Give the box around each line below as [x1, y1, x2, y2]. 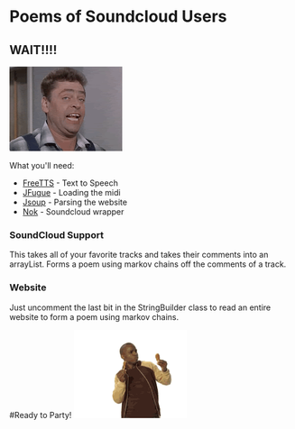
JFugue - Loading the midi [22, 187, 121, 197]
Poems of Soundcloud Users [9, 6, 227, 27]
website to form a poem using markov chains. [9, 311, 180, 322]
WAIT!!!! [9, 42, 58, 58]
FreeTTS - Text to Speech [22, 178, 119, 188]
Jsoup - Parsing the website [22, 196, 128, 207]
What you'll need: [9, 160, 75, 170]
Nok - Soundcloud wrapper [22, 206, 124, 217]
